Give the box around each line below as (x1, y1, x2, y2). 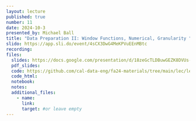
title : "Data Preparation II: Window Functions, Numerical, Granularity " (6, 35, 192, 41)
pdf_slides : (11, 62, 41, 69)
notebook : (11, 79, 35, 85)
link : (21, 100, 35, 106)
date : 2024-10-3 (6, 24, 45, 31)
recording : (6, 47, 33, 52)
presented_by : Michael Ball (6, 30, 75, 36)
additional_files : (11, 90, 57, 95)
